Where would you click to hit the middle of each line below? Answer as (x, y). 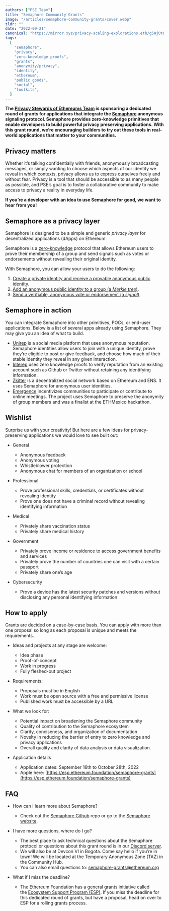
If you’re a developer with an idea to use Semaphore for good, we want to (83, 200)
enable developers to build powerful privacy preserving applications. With (84, 124)
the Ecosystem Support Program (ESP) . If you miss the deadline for (90, 892)
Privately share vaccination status (55, 526)
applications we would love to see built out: (73, 435)
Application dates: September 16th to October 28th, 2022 (79, 767)
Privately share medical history (52, 531)
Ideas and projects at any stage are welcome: (60, 645)
